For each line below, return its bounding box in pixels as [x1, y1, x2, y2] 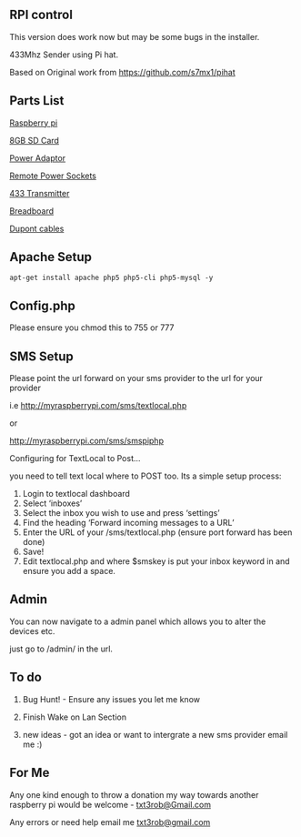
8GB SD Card [9, 135, 59, 146]
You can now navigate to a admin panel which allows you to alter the [9, 616, 266, 627]
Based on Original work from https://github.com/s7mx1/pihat [9, 66, 236, 77]
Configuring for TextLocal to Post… [9, 453, 141, 464]
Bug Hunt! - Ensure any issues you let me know [22, 693, 200, 704]
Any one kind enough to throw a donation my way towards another [9, 789, 259, 800]
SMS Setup [9, 348, 75, 364]
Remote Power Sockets [9, 170, 97, 181]
